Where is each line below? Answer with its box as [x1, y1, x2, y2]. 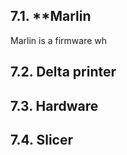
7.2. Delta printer [10, 64, 117, 81]
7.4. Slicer [10, 131, 73, 148]
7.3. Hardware [10, 97, 99, 114]
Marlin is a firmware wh [10, 34, 108, 46]
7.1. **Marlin [10, 8, 92, 25]
